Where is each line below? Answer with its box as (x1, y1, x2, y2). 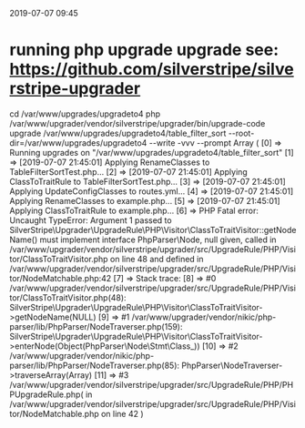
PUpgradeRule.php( (9, 389, 84, 400)
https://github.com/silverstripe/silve (9, 59, 294, 80)
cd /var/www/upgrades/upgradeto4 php (9, 108, 161, 119)
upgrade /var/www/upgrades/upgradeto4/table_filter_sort (9, 127, 227, 138)
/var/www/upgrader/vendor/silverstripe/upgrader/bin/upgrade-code (9, 117, 266, 128)
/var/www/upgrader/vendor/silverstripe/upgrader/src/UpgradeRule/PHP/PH (9, 379, 294, 390)
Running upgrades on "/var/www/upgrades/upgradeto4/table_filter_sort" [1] (9, 147, 294, 158)
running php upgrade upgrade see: (9, 40, 280, 60)
